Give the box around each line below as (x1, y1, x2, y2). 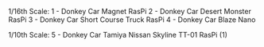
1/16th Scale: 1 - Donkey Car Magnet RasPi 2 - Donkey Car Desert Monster (8, 7, 252, 16)
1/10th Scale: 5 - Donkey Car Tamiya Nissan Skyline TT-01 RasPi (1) (8, 31, 228, 39)
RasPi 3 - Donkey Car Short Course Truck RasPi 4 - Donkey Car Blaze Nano (8, 15, 256, 24)
